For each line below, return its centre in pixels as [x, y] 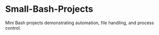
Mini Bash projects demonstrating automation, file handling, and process [80, 23]
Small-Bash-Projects [49, 9]
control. [13, 28]
